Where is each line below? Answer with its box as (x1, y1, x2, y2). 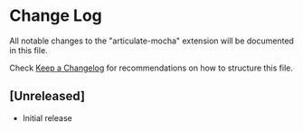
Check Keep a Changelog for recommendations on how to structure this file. (9, 62, 294, 73)
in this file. (9, 44, 48, 55)
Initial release (22, 112, 72, 123)
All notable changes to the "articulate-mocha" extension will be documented (9, 35, 294, 46)
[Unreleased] (9, 89, 86, 104)
